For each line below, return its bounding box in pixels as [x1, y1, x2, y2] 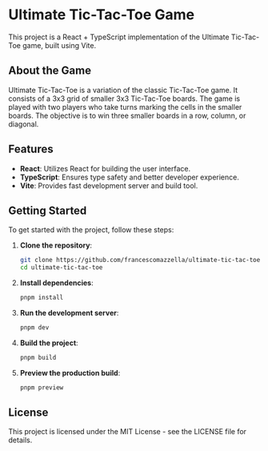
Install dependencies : [19, 278, 94, 288]
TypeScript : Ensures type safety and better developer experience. [19, 172, 240, 182]
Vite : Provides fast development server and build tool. [19, 180, 198, 190]
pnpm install [19, 294, 64, 302]
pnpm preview [19, 383, 64, 392]
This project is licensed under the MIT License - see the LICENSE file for [8, 427, 246, 437]
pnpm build [19, 353, 57, 361]
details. [8, 435, 33, 445]
